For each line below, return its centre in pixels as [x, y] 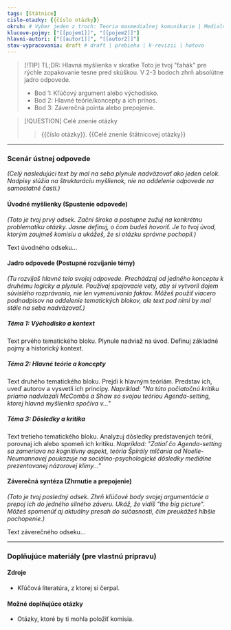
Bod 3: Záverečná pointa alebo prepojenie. [95, 108]
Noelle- [193, 451]
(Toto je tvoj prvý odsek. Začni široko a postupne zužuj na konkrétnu [105, 219]
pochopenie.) [26, 518]
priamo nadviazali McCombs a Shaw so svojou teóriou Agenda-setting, [109, 396]
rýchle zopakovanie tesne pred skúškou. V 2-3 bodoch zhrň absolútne [124, 72]
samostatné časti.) [34, 188]
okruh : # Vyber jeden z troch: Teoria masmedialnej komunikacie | [104, 26]
